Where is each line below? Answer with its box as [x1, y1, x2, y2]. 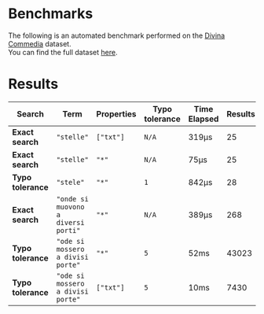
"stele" [56, 178, 85, 187]
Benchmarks [8, 5, 93, 23]
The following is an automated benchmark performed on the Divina [8, 31, 225, 40]
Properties [96, 108, 137, 119]
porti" [56, 226, 81, 235]
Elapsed [188, 113, 219, 124]
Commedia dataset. [8, 39, 72, 48]
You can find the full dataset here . [8, 47, 118, 57]
